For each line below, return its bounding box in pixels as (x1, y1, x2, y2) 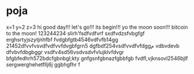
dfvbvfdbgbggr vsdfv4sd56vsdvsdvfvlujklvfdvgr (6, 48, 125, 55)
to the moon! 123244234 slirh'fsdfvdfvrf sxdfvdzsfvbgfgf (6, 29, 145, 36)
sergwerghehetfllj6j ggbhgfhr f (6, 60, 81, 68)
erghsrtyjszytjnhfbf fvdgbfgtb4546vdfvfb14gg (6, 36, 119, 43)
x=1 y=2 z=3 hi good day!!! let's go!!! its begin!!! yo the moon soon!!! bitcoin (6, 23, 188, 31)
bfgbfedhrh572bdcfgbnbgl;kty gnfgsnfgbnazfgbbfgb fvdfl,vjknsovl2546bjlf (6, 55, 188, 62)
